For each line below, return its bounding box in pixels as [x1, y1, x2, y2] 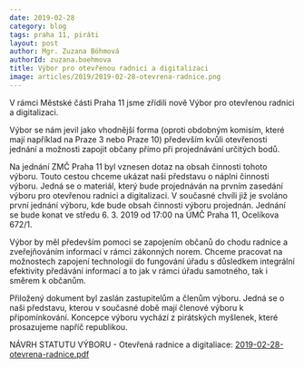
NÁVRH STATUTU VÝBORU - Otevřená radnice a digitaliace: [9, 339, 233, 350]
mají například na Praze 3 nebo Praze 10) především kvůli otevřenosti [9, 133, 268, 145]
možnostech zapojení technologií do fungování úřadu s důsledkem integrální [9, 256, 295, 266]
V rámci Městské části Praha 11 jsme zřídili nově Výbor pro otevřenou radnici [9, 97, 295, 108]
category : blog [9, 22, 67, 31]
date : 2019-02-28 [9, 13, 75, 23]
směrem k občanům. [9, 275, 86, 286]
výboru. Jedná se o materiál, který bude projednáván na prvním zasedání [9, 180, 283, 191]
